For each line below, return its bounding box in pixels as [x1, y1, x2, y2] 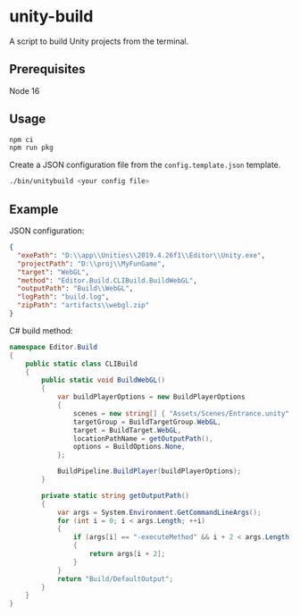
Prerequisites [9, 62, 86, 77]
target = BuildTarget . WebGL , [72, 426, 181, 435]
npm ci [9, 135, 34, 144]
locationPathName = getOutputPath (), [72, 434, 214, 443]
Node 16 [9, 85, 40, 96]
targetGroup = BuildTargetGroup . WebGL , [72, 418, 221, 426]
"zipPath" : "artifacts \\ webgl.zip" [17, 301, 150, 310]
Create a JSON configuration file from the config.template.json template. [9, 159, 281, 171]
